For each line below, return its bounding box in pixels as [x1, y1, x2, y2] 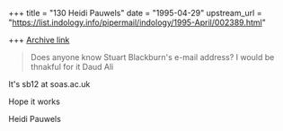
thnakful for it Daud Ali [30, 62, 114, 72]
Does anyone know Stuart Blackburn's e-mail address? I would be [30, 52, 275, 62]
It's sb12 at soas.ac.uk [8, 79, 91, 89]
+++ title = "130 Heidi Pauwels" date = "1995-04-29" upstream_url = [8, 8, 262, 18]
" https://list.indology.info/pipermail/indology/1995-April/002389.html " [8, 17, 266, 28]
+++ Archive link [8, 35, 70, 45]
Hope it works [8, 96, 60, 107]
